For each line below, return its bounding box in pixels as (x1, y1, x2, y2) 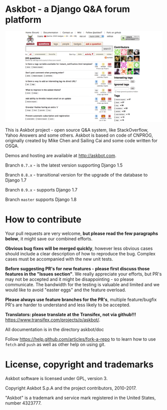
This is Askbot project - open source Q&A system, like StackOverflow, (5, 127, 149, 133)
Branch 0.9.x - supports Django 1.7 (5, 187, 78, 193)
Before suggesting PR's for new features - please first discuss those (5, 265, 150, 271)
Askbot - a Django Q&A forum (5, 3, 131, 15)
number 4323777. (5, 400, 42, 406)
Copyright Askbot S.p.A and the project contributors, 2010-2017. (5, 385, 137, 391)
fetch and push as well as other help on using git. (5, 341, 106, 347)
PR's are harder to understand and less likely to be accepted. (5, 302, 131, 308)
